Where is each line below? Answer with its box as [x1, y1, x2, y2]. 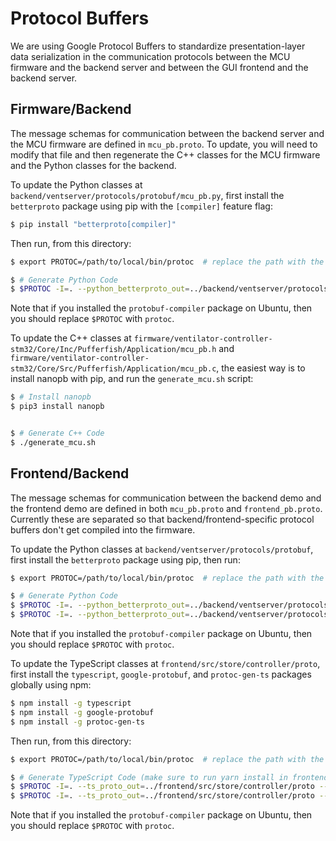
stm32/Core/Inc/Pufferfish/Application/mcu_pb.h [10, 345, 217, 355]
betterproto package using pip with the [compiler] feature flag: [10, 200, 273, 212]
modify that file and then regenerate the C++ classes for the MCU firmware [10, 148, 321, 161]
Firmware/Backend [10, 101, 132, 118]
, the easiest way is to [216, 362, 306, 374]
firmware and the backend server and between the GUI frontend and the [10, 61, 309, 73]
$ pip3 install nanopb [10, 402, 105, 412]
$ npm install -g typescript [10, 698, 132, 709]
